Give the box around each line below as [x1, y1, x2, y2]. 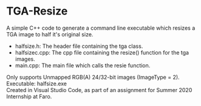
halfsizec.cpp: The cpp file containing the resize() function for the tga [15, 48, 189, 56]
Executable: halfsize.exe [6, 80, 67, 87]
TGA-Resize [6, 4, 68, 18]
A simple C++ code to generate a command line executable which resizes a [6, 24, 196, 31]
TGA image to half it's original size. [6, 30, 94, 38]
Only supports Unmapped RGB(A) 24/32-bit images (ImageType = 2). [6, 73, 180, 81]
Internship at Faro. [6, 93, 52, 100]
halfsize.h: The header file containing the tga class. [15, 42, 143, 50]
